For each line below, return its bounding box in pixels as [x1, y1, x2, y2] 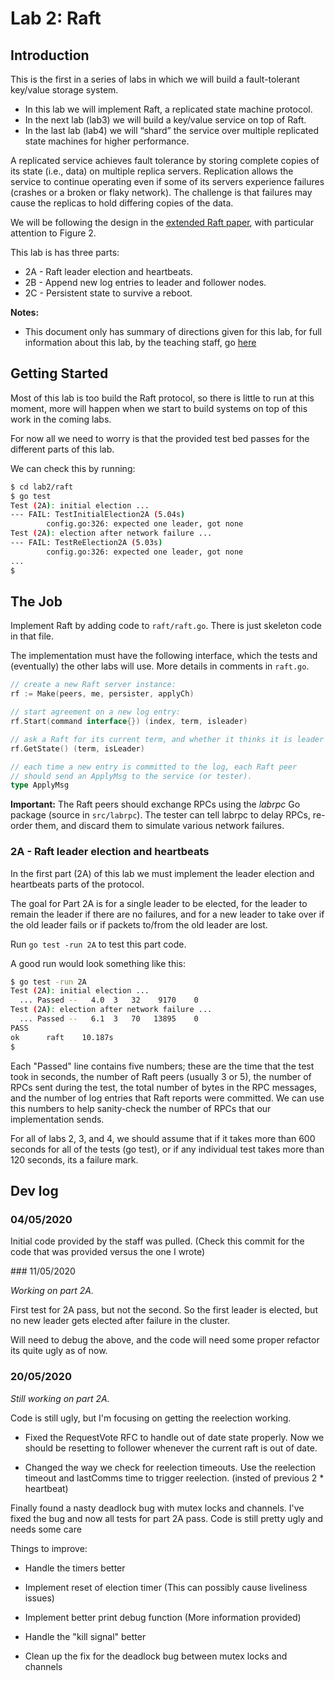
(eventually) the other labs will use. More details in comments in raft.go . [10, 660, 310, 672]
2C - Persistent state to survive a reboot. [24, 287, 193, 299]
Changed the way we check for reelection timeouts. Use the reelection [24, 1461, 317, 1473]
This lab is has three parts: [10, 247, 120, 258]
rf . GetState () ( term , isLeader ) [10, 743, 145, 754]
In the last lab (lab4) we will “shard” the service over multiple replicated [24, 125, 320, 136]
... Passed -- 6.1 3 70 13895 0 [19, 1014, 199, 1024]
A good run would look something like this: [10, 957, 186, 969]
